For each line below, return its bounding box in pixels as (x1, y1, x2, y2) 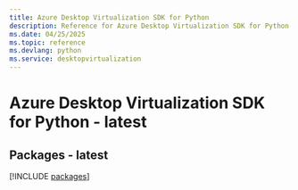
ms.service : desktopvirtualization (9, 54, 142, 63)
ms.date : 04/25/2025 (9, 29, 87, 38)
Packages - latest (9, 147, 109, 162)
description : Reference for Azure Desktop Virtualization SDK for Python (9, 21, 290, 30)
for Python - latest (9, 112, 147, 132)
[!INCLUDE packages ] (9, 171, 90, 181)
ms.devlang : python (9, 46, 82, 55)
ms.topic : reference (9, 37, 87, 47)
